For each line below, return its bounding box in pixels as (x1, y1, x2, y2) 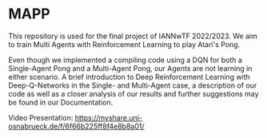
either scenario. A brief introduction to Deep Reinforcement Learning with (8, 72, 250, 81)
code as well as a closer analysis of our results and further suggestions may (8, 89, 259, 98)
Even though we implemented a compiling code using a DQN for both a (8, 55, 242, 65)
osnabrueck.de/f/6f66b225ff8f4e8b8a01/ (8, 121, 145, 131)
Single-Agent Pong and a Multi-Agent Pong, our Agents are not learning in (8, 63, 253, 73)
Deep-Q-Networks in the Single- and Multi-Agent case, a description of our (8, 81, 257, 90)
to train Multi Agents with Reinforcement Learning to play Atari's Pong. (8, 39, 241, 49)
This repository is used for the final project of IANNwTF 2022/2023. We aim (8, 31, 258, 41)
